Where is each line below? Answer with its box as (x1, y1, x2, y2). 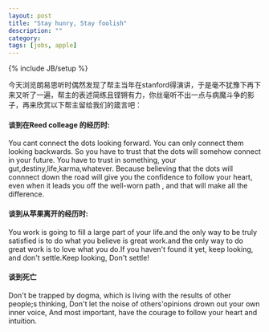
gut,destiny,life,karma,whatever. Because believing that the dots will (8, 164, 234, 173)
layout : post (8, 11, 52, 20)
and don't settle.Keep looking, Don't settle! (8, 253, 150, 262)
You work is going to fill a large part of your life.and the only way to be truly (8, 227, 258, 237)
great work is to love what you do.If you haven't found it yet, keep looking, (8, 244, 254, 253)
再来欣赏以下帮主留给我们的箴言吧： (22, 100, 142, 110)
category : (8, 34, 42, 43)
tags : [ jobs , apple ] (8, 42, 78, 50)
